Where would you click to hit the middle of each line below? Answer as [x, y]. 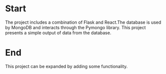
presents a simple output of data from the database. [58, 33]
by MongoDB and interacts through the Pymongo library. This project [76, 27]
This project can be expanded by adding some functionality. [66, 66]
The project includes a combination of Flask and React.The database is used [83, 22]
